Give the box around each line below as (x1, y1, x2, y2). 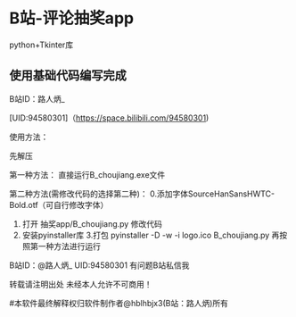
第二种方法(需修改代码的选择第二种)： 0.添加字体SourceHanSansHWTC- (9, 188, 275, 199)
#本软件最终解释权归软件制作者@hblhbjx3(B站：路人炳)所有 (9, 297, 229, 308)
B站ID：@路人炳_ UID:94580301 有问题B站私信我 (9, 260, 190, 271)
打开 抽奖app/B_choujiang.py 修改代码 (21, 218, 162, 229)
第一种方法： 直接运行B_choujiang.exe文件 (9, 169, 166, 179)
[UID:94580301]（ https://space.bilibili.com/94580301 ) (9, 113, 210, 123)
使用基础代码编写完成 (9, 68, 127, 83)
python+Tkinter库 (9, 39, 74, 50)
